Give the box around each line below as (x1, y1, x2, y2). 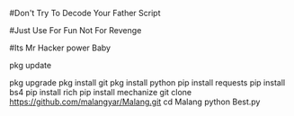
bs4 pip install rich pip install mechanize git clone (9, 87, 192, 97)
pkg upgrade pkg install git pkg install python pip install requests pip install (9, 77, 286, 88)
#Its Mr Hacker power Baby (9, 42, 111, 53)
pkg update (9, 60, 52, 70)
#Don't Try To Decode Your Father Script (9, 8, 161, 18)
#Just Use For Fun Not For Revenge (9, 25, 142, 35)
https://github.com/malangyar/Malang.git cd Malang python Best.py (9, 96, 261, 107)
